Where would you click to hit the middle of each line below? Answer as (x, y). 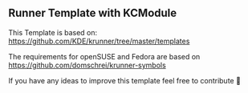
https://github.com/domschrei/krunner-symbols (87, 65)
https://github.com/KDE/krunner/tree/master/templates (99, 41)
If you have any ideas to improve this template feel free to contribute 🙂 (124, 80)
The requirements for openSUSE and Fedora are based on (104, 56)
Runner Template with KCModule (93, 13)
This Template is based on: (53, 32)
